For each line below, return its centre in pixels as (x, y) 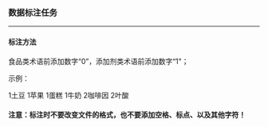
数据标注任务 (33, 12)
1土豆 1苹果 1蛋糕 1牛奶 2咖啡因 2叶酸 (69, 95)
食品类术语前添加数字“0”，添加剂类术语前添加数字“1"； (99, 61)
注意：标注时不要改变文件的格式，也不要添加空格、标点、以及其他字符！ (127, 115)
